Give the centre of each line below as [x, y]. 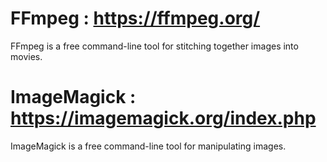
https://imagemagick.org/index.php [163, 118]
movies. [26, 56]
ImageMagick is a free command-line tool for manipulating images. [148, 146]
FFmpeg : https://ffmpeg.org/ [135, 18]
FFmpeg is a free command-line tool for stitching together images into [154, 46]
